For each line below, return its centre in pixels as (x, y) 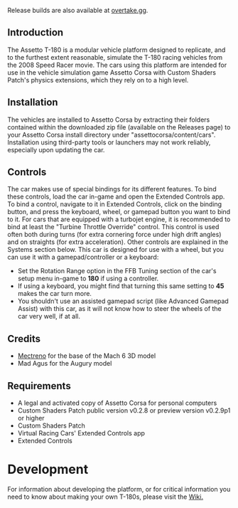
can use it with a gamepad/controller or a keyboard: (83, 257)
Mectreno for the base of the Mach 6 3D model (87, 356)
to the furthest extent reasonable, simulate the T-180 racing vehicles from (115, 57)
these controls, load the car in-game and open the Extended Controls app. (116, 197)
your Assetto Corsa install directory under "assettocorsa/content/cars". (112, 134)
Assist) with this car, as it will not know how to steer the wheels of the (119, 309)
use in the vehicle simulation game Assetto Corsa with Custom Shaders (112, 72)
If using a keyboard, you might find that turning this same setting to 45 (121, 286)
